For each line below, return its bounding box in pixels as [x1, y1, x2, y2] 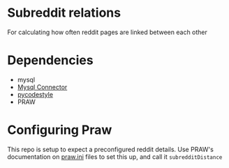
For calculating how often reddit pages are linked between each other [7, 28, 208, 36]
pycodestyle [17, 90, 54, 98]
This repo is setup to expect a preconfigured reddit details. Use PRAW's [7, 145, 214, 153]
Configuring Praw [7, 122, 112, 138]
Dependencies [7, 52, 94, 68]
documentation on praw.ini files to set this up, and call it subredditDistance [7, 152, 223, 161]
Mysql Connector [17, 82, 68, 91]
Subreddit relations [7, 5, 121, 21]
